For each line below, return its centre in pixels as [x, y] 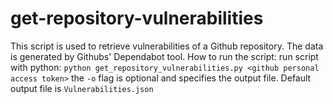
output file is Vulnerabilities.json [82, 88]
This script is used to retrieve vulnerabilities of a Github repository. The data [167, 46]
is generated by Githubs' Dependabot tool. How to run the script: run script [164, 56]
